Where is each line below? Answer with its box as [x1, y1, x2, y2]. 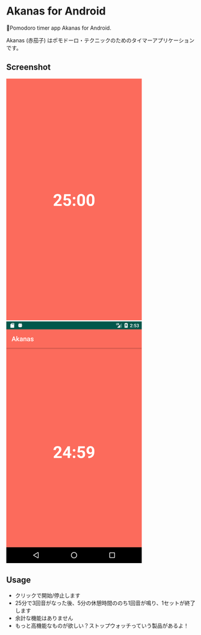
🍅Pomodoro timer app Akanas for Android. [6, 24, 111, 31]
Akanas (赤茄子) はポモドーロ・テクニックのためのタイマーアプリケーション [6, 36, 194, 44]
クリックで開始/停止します [14, 591, 81, 599]
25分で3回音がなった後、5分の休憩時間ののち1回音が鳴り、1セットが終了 [14, 599, 196, 607]
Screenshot [6, 62, 51, 73]
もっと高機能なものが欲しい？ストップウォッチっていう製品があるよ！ [14, 622, 190, 629]
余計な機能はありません [14, 614, 73, 622]
